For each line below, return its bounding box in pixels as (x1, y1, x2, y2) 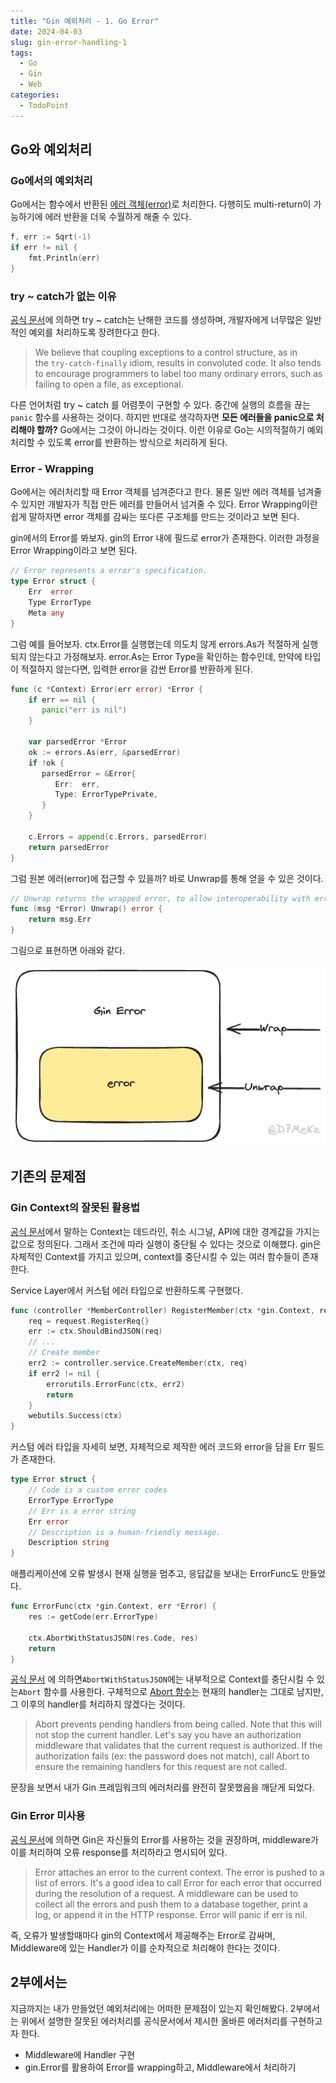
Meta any (28, 608, 65, 618)
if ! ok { (28, 758, 65, 768)
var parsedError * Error (28, 737, 128, 747)
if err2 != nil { (28, 1368, 101, 1379)
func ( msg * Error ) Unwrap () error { (10, 904, 163, 914)
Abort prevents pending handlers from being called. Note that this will (34, 1718, 322, 1730)
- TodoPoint (19, 100, 70, 110)
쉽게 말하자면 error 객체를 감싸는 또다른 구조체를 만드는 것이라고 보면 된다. (10, 511, 300, 523)
